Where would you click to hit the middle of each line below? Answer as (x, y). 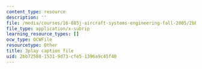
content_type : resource (36, 12)
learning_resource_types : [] (43, 34)
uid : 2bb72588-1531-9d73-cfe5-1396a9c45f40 (62, 56)
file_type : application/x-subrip (48, 28)
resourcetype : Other (32, 46)
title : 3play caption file (40, 51)
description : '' (26, 17)
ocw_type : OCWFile (29, 40)
